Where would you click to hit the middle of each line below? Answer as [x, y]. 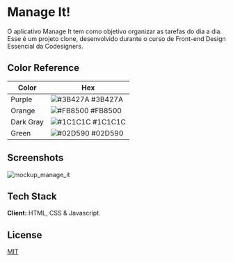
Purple [22, 99]
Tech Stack [32, 196]
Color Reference [43, 68]
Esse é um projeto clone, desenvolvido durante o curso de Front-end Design [116, 38]
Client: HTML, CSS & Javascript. [54, 213]
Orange [23, 110]
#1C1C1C [110, 122]
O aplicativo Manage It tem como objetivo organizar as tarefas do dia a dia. [115, 31]
